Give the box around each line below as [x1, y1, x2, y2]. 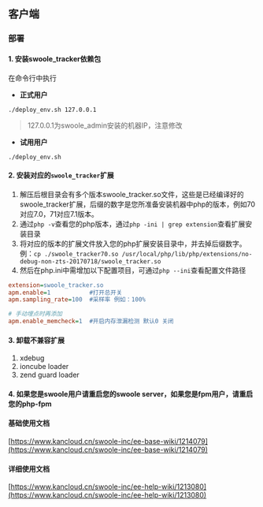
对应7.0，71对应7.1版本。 [19, 209, 98, 218]
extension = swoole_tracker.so [8, 281, 104, 289]
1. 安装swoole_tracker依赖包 [8, 54, 101, 63]
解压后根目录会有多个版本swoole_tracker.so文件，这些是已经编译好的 [19, 189, 244, 199]
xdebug [19, 353, 45, 363]
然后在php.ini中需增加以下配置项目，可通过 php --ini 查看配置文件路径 [19, 265, 246, 274]
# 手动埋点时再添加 [8, 310, 63, 318]
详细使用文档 [8, 464, 50, 473]
